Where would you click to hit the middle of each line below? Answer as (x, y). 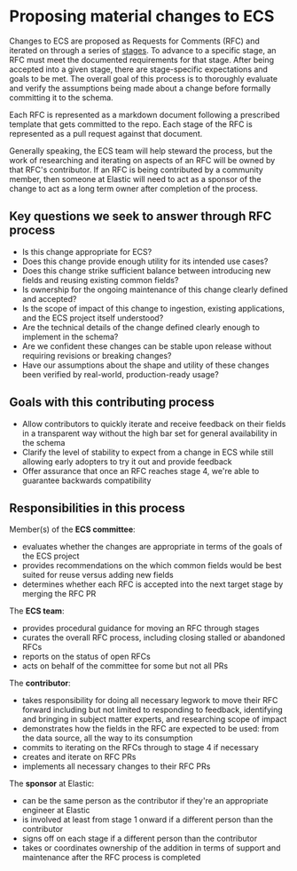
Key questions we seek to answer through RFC (141, 216)
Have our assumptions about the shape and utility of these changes (145, 365)
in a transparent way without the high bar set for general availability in (149, 433)
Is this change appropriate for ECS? (87, 251)
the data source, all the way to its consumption (107, 738)
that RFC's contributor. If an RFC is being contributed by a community (136, 170)
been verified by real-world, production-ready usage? (120, 374)
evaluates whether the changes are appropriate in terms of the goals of (152, 547)
